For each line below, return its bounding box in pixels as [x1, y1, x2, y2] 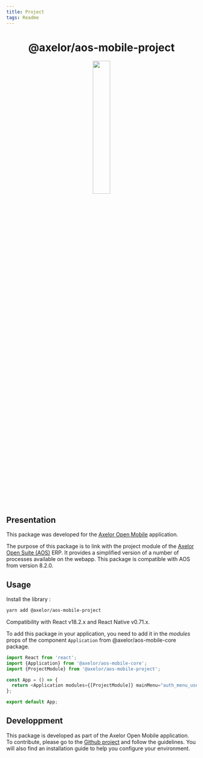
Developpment [6, 716, 63, 726]
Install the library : [6, 596, 51, 603]
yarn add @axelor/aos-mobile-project [6, 607, 101, 614]
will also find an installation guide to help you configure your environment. [6, 745, 190, 752]
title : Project [6, 8, 45, 15]
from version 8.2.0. [6, 562, 54, 570]
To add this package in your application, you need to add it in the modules [6, 630, 190, 637]
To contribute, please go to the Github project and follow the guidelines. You [6, 738, 196, 745]
